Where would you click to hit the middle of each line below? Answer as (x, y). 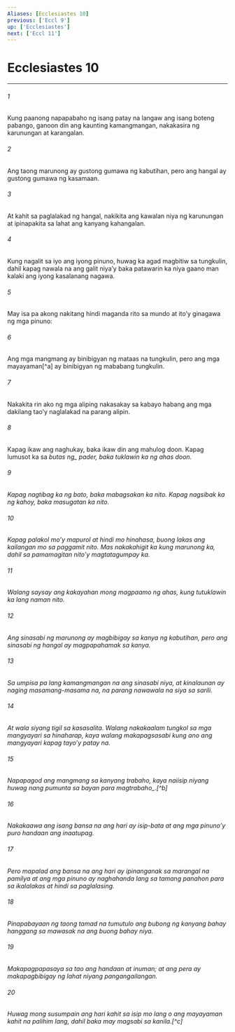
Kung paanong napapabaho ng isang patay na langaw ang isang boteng (111, 118)
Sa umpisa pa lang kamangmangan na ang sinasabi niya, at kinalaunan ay (116, 682)
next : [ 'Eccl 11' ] (34, 33)
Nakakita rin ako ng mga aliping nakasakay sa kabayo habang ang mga (109, 404)
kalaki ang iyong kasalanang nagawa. (61, 276)
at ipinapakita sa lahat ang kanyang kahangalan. (76, 223)
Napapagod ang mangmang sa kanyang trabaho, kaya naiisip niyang (108, 780)
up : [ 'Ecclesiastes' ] (39, 27)
